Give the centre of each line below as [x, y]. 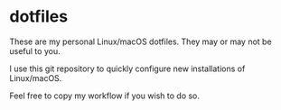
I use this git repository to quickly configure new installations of [127, 69]
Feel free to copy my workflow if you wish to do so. [105, 96]
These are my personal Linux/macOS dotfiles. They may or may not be [141, 41]
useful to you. [35, 50]
